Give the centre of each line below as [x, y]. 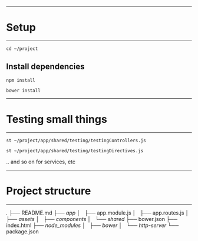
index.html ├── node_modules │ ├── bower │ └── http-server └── [93, 225]
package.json [23, 231]
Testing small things [57, 119]
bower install [24, 91]
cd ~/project [22, 48]
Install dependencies [45, 67]
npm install [21, 80]
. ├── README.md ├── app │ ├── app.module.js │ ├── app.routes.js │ [98, 213]
